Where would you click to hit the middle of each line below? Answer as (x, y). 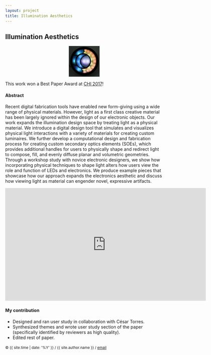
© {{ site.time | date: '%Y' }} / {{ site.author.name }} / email (56, 347)
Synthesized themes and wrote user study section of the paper (77, 327)
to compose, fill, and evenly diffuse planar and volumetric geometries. (77, 154)
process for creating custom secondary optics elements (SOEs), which (78, 144)
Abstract (15, 95)
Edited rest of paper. (34, 337)
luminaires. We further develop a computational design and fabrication (78, 138)
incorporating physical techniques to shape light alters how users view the (82, 165)
